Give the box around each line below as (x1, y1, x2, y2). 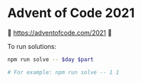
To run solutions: (7, 42, 57, 50)
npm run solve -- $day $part (7, 55, 94, 63)
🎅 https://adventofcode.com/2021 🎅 (7, 28, 113, 37)
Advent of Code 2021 (7, 5, 135, 21)
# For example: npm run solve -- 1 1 (7, 69, 120, 76)
